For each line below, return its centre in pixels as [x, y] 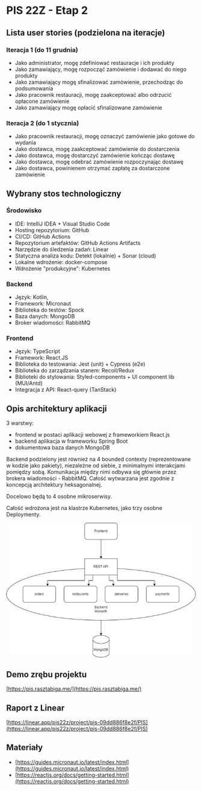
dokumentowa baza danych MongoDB [62, 448]
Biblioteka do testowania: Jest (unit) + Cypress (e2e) [80, 364]
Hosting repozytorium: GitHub [52, 230]
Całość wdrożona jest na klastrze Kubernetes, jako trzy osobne [84, 508]
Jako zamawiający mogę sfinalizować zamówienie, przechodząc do [99, 82]
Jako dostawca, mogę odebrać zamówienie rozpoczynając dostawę [99, 162]
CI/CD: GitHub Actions [43, 236]
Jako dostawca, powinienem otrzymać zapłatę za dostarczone [92, 168]
